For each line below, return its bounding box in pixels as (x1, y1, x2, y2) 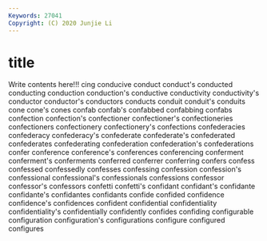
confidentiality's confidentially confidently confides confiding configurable (8, 207, 254, 216)
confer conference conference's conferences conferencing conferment (8, 148, 244, 157)
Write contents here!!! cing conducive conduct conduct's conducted (8, 80, 233, 89)
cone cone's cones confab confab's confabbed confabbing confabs (8, 105, 233, 115)
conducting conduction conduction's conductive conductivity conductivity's (8, 89, 260, 98)
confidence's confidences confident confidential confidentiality (8, 199, 217, 208)
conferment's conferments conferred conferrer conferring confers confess (8, 156, 255, 166)
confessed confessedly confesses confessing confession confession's (8, 164, 242, 174)
